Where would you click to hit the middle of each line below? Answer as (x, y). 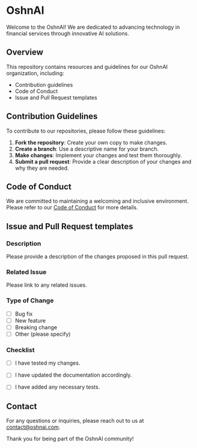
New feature (30, 320)
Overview (25, 52)
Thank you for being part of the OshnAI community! (70, 439)
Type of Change (30, 300)
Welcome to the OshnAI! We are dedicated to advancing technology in (93, 27)
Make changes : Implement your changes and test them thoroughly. (98, 155)
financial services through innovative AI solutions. (68, 33)
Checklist (20, 350)
